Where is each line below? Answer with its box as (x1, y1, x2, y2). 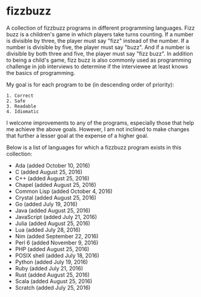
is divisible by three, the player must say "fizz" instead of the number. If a (6, 37, 189, 44)
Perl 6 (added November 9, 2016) (15, 239, 99, 246)
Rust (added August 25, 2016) (15, 271, 90, 278)
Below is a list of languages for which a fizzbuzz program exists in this (6, 143, 182, 151)
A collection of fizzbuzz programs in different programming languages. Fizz (6, 24, 195, 31)
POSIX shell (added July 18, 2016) (15, 252, 100, 259)
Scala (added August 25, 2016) (15, 277, 93, 285)
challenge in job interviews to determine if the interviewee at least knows (6, 62, 188, 70)
